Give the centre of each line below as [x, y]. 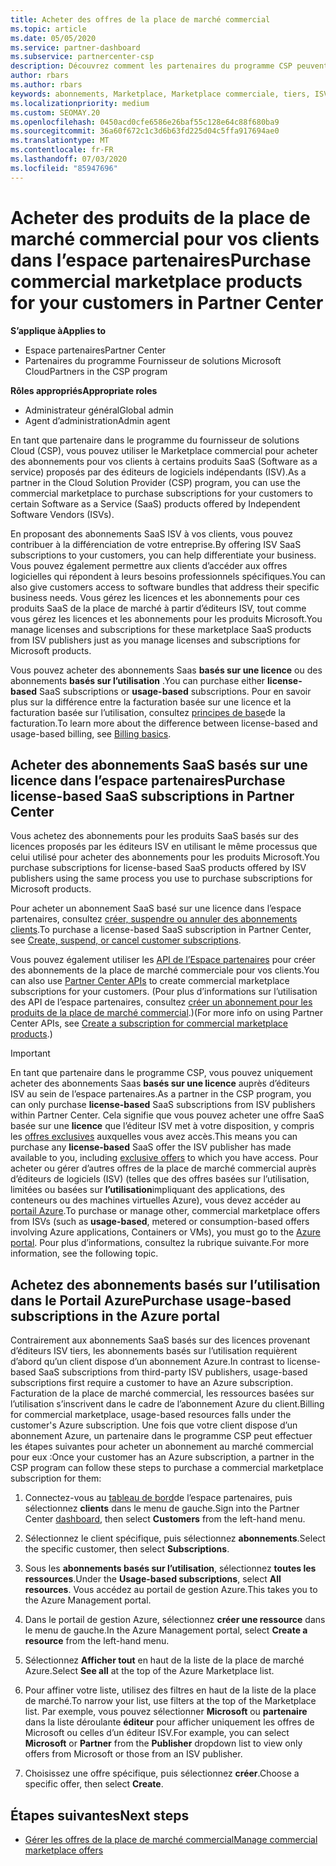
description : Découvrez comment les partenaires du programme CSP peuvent [169, 66]
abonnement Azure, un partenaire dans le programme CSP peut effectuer [161, 1436]
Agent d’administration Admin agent [97, 420]
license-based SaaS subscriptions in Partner [152, 796]
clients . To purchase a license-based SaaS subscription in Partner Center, [161, 930]
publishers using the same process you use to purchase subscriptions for [161, 878]
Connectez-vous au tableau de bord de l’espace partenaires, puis [158, 1498]
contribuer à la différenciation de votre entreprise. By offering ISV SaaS [156, 544]
